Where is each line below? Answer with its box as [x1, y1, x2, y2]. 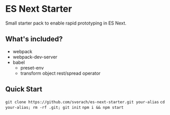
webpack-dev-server [12, 54, 58, 60]
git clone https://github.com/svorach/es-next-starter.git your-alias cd [5, 99, 165, 105]
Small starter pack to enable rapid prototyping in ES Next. [5, 20, 127, 26]
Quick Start [5, 85, 42, 94]
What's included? [5, 35, 63, 43]
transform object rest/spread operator [20, 70, 101, 76]
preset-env [20, 64, 44, 71]
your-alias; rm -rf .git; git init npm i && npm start [5, 105, 124, 110]
